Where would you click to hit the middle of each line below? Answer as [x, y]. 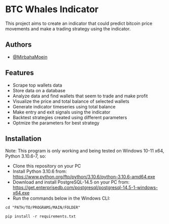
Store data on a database [39, 90]
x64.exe [21, 193]
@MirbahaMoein [30, 57]
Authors [19, 45]
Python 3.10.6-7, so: [26, 156]
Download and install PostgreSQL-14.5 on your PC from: [71, 182]
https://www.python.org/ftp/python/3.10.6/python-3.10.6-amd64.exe [84, 177]
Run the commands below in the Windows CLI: [61, 198]
